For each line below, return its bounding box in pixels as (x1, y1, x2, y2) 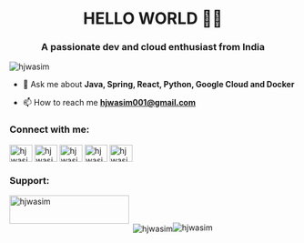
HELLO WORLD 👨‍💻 (83, 8, 223, 29)
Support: (9, 174, 50, 187)
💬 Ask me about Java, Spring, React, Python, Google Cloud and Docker (22, 79, 295, 90)
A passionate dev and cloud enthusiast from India (40, 41, 266, 54)
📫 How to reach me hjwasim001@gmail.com (22, 97, 196, 108)
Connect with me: (9, 123, 90, 136)
